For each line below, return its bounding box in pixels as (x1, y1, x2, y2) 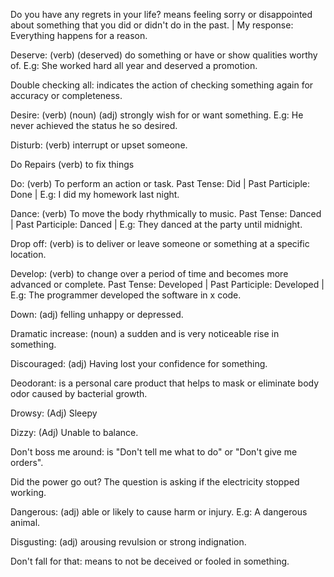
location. (10, 249, 47, 260)
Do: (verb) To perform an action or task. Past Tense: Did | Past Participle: (10, 178, 311, 189)
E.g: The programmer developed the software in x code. (10, 289, 242, 301)
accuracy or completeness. (10, 90, 123, 101)
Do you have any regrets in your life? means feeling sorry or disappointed (10, 9, 313, 20)
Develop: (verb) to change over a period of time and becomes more (10, 268, 289, 279)
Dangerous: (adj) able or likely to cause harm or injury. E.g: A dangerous (10, 506, 308, 518)
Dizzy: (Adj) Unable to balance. (10, 427, 139, 438)
